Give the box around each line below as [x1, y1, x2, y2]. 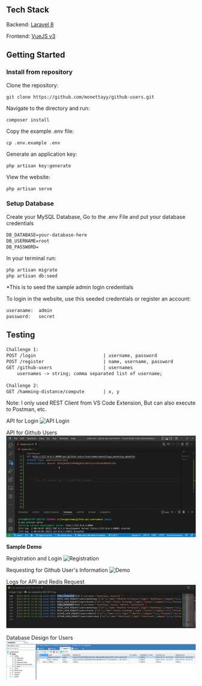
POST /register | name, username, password [6, 358, 173, 364]
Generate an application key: [6, 150, 78, 158]
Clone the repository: [6, 81, 59, 89]
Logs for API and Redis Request [6, 578, 85, 586]
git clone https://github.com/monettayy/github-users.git [6, 94, 155, 100]
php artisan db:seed [6, 273, 58, 279]
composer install [6, 117, 50, 123]
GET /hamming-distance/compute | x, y [6, 388, 120, 394]
